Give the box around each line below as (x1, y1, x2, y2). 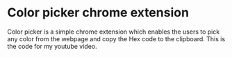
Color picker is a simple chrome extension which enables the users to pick (7, 27, 220, 36)
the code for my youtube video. (7, 42, 97, 50)
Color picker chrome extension (7, 5, 190, 21)
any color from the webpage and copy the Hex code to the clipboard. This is (7, 34, 226, 43)
